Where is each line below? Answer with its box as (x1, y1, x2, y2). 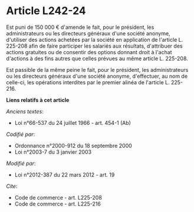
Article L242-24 (6, 4, 87, 18)
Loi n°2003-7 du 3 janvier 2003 (14, 148, 92, 155)
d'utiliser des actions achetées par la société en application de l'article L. (6, 36, 183, 43)
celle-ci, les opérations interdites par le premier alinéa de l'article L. (6, 78, 170, 86)
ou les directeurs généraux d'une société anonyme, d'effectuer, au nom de (6, 72, 188, 79)
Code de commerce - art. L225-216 (14, 200, 101, 207)
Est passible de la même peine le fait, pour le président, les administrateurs (6, 66, 189, 73)
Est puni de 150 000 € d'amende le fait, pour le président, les (6, 24, 154, 31)
